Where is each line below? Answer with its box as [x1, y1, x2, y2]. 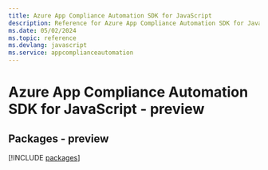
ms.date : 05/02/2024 [8, 26, 77, 34]
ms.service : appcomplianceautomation [8, 49, 134, 57]
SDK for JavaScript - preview [8, 101, 205, 118]
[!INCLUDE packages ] [8, 153, 81, 162]
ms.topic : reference [8, 34, 77, 42]
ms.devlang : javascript [8, 42, 88, 49]
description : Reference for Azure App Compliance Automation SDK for [8, 19, 245, 27]
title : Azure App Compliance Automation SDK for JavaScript [8, 11, 213, 20]
